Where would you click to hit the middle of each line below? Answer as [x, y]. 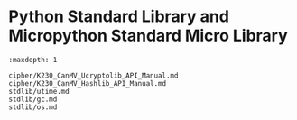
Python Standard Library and [119, 17]
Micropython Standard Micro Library [148, 36]
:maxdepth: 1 [33, 60]
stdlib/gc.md [33, 99]
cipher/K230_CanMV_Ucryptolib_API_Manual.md [93, 75]
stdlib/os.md [33, 107]
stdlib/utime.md [39, 91]
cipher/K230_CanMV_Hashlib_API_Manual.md [88, 83]
